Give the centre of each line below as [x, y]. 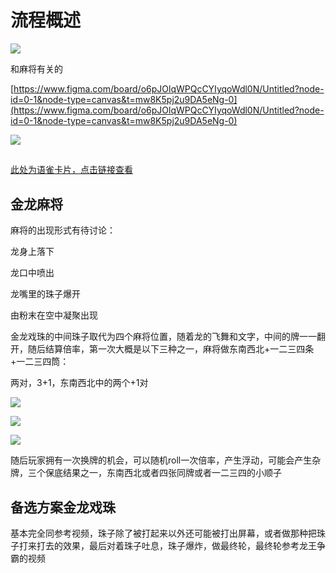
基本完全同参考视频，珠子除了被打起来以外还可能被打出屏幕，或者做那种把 [163, 533]
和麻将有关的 [36, 68]
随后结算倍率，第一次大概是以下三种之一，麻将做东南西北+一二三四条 [171, 349]
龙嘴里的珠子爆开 [45, 294]
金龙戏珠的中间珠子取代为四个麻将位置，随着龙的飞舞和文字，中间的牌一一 [163, 337]
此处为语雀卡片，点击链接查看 [71, 170]
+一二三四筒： [40, 362]
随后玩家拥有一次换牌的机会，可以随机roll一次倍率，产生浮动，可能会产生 [161, 460]
